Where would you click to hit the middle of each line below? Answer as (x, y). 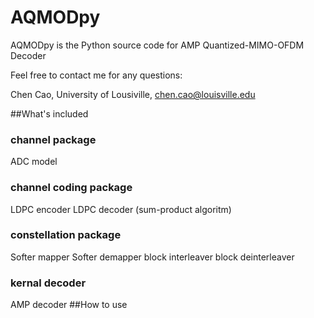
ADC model (34, 162)
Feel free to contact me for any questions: (96, 75)
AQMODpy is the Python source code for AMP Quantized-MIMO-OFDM (157, 45)
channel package (53, 139)
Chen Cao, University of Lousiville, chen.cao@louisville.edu (133, 94)
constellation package (66, 235)
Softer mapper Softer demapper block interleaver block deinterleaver (152, 257)
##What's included (49, 113)
